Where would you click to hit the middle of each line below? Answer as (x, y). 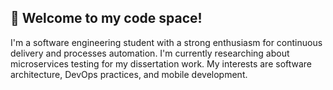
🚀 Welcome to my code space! (106, 18)
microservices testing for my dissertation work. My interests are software (161, 63)
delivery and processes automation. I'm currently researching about (150, 53)
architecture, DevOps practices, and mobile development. (129, 74)
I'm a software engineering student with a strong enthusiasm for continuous (166, 42)
